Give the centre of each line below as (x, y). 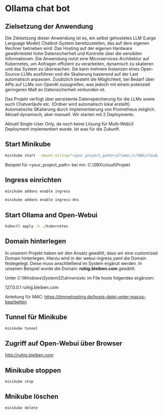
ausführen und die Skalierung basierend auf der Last (86, 74)
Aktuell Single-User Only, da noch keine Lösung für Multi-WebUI (69, 124)
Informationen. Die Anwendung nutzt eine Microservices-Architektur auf (77, 58)
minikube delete (21, 408)
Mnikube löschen (32, 397)
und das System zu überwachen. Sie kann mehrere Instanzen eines (72, 69)
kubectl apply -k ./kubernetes (37, 226)
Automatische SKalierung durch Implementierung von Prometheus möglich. (80, 109)
